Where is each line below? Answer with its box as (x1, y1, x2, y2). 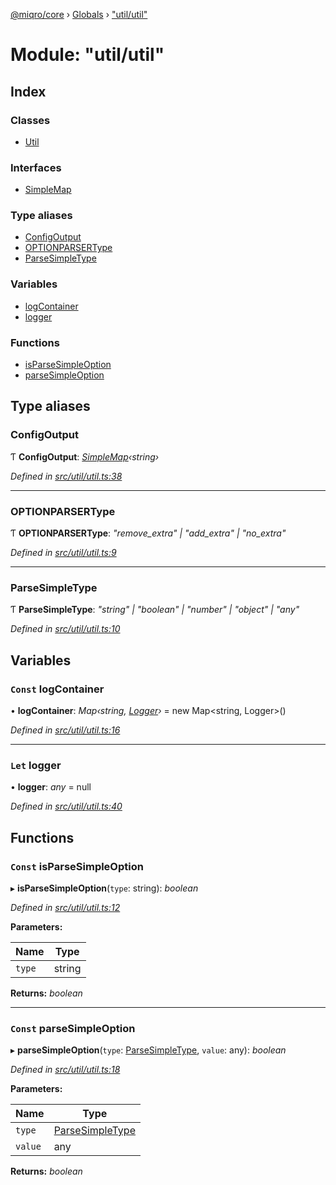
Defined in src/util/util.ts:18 (10, 1064, 121, 1076)
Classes (10, 113, 51, 127)
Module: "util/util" (10, 44, 165, 66)
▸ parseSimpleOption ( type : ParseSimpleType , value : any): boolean (10, 1044, 287, 1056)
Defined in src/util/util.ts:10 (10, 623, 121, 635)
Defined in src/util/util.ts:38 (10, 470, 123, 482)
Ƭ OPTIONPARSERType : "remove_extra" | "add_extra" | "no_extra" (10, 527, 287, 539)
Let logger (10, 758, 62, 772)
